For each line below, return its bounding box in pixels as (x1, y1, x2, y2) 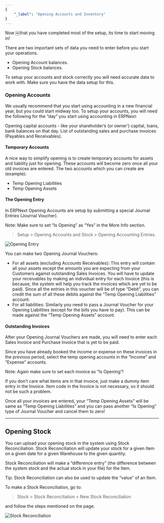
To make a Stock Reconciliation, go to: (5, 484, 82, 490)
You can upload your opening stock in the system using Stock (5, 440, 129, 446)
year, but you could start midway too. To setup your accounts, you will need (5, 108, 158, 114)
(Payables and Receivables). (5, 133, 62, 139)
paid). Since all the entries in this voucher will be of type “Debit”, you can (12, 286, 159, 292)
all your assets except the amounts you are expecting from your (12, 265, 141, 272)
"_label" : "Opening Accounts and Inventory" (14, 12, 106, 17)
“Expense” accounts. (5, 359, 47, 365)
